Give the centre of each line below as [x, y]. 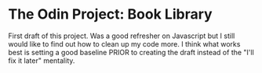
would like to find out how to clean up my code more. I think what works [124, 43]
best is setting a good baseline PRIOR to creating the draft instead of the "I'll [131, 52]
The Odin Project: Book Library [111, 14]
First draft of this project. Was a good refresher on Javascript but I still [122, 36]
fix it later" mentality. [42, 61]
